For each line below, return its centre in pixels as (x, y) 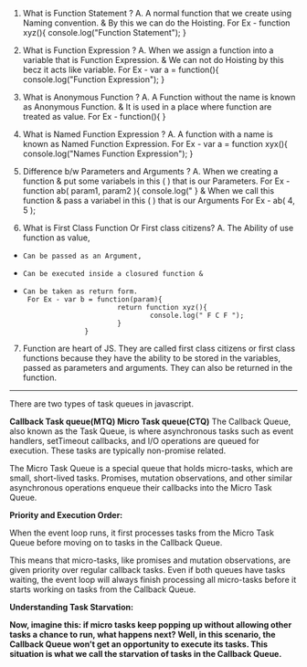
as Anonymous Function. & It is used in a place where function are (147, 107)
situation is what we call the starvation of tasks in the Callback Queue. (146, 654)
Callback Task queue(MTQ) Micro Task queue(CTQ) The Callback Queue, (150, 421)
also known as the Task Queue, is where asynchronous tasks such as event (152, 431)
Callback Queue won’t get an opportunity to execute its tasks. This (138, 644)
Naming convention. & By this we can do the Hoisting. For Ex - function (156, 23)
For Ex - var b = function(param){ (95, 300)
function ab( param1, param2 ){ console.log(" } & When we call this (148, 191)
